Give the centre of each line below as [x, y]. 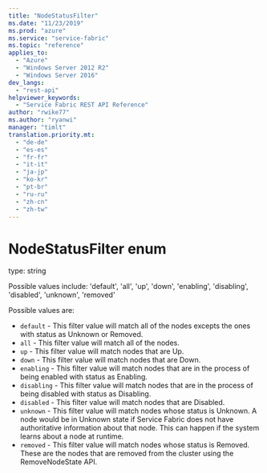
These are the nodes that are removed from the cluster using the [127, 454]
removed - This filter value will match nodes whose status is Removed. [135, 445]
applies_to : [28, 53]
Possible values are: [41, 311]
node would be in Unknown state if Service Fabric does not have [127, 419]
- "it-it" [32, 165]
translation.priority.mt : [51, 134]
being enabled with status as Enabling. [84, 377]
